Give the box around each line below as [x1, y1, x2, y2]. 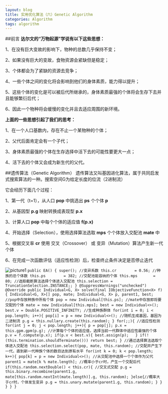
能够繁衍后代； [9, 95, 41, 101]
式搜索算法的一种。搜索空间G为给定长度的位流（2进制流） [5, 176, 125, 182]
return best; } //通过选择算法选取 [90, 338, 159, 343]
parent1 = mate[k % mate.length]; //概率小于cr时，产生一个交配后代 [5, 359, 141, 364]
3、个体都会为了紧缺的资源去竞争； [5, 68, 79, 74]
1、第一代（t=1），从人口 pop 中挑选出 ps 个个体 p [5, 198, 108, 204]
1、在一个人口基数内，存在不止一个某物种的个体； [5, 127, 108, 134]
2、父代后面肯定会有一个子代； [5, 138, 70, 144]
